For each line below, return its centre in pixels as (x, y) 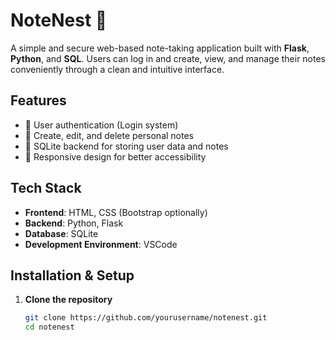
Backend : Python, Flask (74, 223)
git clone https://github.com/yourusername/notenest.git (146, 318)
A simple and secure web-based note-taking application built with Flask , (160, 48)
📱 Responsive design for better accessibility (115, 156)
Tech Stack (46, 188)
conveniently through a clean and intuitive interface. (117, 69)
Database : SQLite (61, 233)
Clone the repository (68, 300)
